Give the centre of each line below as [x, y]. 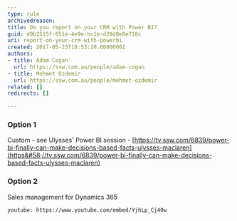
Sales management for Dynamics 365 [63, 197]
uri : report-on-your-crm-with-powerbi [65, 41]
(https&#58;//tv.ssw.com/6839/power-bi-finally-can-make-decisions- [110, 155]
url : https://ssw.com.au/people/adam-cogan [79, 67]
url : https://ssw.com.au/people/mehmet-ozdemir [86, 80]
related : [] [25, 87]
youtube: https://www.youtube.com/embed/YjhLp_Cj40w [87, 210]
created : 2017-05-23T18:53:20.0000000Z [67, 47]
